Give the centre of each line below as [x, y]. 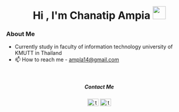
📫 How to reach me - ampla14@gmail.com [67, 60]
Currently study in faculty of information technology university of [94, 47]
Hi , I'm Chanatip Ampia [92, 16]
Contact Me [99, 87]
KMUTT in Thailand [38, 53]
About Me [21, 34]
